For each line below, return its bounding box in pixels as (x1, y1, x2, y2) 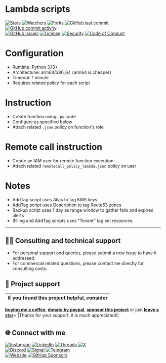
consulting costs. (12, 266, 48, 272)
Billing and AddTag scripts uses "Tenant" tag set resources (12, 218, 132, 224)
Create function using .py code (12, 113, 76, 119)
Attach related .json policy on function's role (12, 124, 104, 130)
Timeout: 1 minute (12, 74, 49, 80)
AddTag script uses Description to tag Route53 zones (12, 202, 122, 208)
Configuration (5, 48, 64, 59)
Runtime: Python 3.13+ (12, 64, 58, 70)
